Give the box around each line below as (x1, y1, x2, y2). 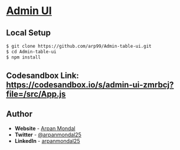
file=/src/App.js (6, 89, 66, 99)
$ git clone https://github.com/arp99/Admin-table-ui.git (6, 43, 152, 49)
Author (6, 109, 32, 119)
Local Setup (6, 28, 51, 38)
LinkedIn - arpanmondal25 (14, 137, 80, 144)
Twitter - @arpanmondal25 (14, 131, 81, 138)
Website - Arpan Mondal (14, 125, 76, 132)
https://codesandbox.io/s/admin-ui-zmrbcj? (6, 80, 174, 90)
